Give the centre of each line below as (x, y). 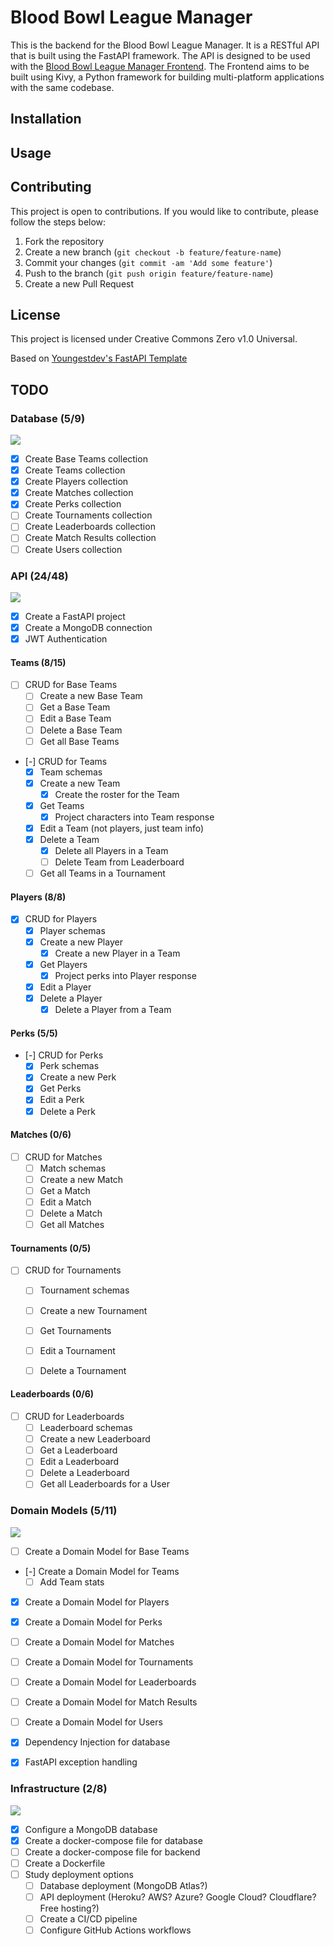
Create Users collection (73, 549)
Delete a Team (69, 840)
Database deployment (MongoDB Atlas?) (123, 1886)
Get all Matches (72, 1225)
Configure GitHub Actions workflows (115, 1930)
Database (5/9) (48, 418)
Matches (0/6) (41, 1135)
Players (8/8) (38, 897)
